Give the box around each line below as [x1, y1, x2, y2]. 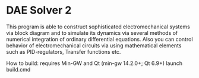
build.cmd [6, 66, 31, 73]
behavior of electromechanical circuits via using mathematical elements [6, 42, 182, 49]
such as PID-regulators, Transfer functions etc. [6, 48, 121, 55]
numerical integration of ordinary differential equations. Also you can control [6, 35, 193, 43]
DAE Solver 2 [6, 4, 72, 17]
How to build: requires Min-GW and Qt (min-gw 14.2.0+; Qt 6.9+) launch [6, 60, 183, 67]
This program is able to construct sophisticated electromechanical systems [6, 23, 190, 30]
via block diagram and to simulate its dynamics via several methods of [6, 29, 178, 36]
